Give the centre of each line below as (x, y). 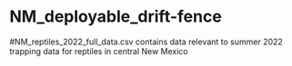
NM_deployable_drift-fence (116, 17)
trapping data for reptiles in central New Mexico (99, 51)
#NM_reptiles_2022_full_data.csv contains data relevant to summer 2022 (146, 42)
